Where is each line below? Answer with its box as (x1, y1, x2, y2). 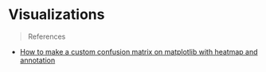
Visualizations (8, 6, 105, 24)
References (27, 32, 66, 41)
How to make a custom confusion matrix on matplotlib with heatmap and (19, 47, 258, 56)
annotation (19, 55, 56, 65)
